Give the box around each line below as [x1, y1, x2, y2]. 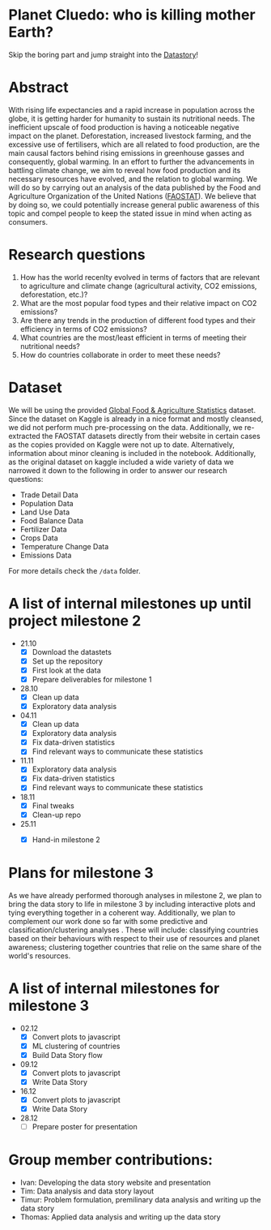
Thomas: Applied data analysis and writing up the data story [19, 1212, 221, 1222]
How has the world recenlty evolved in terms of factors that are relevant [19, 272, 260, 282]
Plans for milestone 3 [8, 863, 154, 882]
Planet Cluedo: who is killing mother [8, 6, 256, 24]
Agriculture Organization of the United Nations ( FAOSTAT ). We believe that [8, 191, 256, 200]
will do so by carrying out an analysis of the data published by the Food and [8, 183, 261, 192]
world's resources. [8, 951, 71, 961]
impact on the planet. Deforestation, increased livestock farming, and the [8, 131, 252, 140]
